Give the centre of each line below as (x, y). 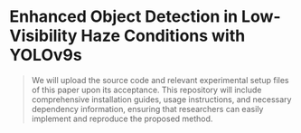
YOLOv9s (46, 55)
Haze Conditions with (163, 36)
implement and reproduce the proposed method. (122, 119)
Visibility (43, 36)
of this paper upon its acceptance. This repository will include (146, 90)
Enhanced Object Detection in (123, 17)
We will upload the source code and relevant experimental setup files (160, 80)
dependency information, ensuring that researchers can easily (147, 109)
